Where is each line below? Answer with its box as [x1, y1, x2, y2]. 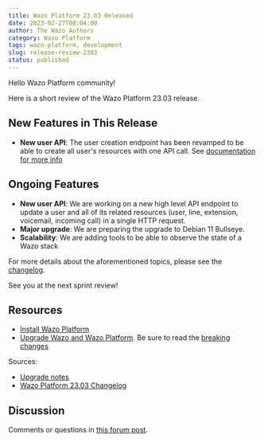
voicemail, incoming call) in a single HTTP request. [19, 216, 186, 225]
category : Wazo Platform [8, 33, 91, 42]
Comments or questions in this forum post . [8, 425, 149, 435]
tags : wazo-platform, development [8, 41, 123, 49]
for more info [19, 155, 63, 164]
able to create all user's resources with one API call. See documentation [19, 146, 256, 155]
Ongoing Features [8, 178, 99, 191]
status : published [8, 57, 69, 65]
